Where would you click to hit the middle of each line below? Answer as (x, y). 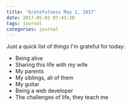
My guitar (27, 84)
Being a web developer (44, 91)
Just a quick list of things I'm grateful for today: (66, 46)
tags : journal (24, 23)
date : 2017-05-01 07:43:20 (41, 18)
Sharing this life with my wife (51, 65)
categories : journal (33, 29)
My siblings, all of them (44, 78)
